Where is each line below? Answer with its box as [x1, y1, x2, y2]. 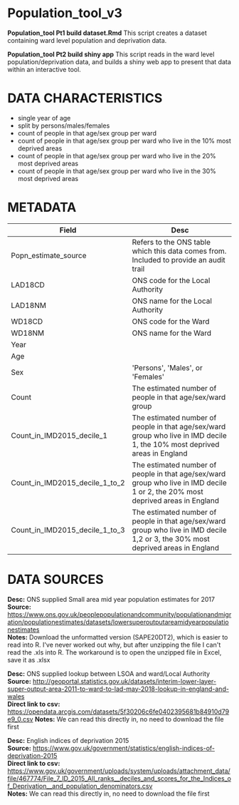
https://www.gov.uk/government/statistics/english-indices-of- [33, 744, 216, 752]
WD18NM [11, 328, 45, 338]
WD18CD [11, 316, 43, 326]
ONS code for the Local [132, 275, 211, 285]
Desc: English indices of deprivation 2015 [7, 736, 129, 744]
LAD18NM [11, 300, 46, 310]
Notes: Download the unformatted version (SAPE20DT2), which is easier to [7, 632, 228, 641]
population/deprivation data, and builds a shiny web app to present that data [7, 57, 231, 66]
